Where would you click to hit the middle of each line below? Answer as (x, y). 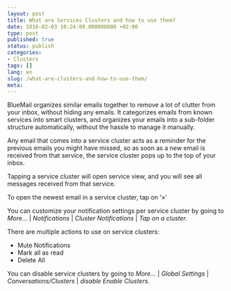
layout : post (26, 14)
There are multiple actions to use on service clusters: (83, 232)
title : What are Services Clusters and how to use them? (91, 20)
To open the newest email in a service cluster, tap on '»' (87, 197)
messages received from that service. (62, 184)
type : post (23, 33)
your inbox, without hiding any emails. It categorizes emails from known (110, 112)
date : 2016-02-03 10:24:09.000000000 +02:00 (73, 27)
